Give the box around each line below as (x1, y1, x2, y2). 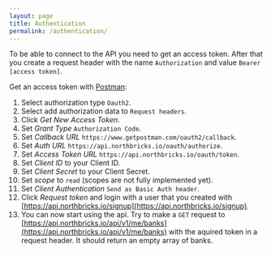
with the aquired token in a (168, 227, 258, 237)
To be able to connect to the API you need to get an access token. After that (9, 49, 263, 59)
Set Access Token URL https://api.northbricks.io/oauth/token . (20, 149, 240, 159)
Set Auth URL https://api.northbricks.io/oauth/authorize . (20, 141, 223, 151)
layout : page (9, 11, 54, 20)
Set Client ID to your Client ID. (20, 158, 121, 168)
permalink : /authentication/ (9, 27, 108, 35)
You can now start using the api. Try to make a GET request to (20, 210, 226, 220)
